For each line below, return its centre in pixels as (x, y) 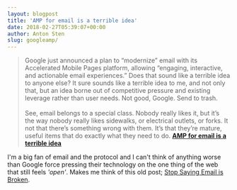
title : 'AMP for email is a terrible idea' (73, 21)
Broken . (19, 180)
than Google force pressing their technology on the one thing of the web (113, 164)
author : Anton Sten (36, 34)
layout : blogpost (33, 14)
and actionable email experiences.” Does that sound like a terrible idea (127, 76)
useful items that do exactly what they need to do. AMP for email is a (125, 136)
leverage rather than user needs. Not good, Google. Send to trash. (121, 98)
